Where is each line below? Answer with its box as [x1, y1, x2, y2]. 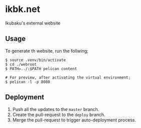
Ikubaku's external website [5, 20, 61, 26]
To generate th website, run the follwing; [5, 47, 88, 53]
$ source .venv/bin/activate [5, 57, 66, 62]
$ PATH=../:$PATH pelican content [5, 66, 77, 71]
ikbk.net [5, 3, 40, 15]
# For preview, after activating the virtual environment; [5, 75, 131, 80]
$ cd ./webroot [5, 61, 37, 67]
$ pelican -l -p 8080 [5, 79, 50, 84]
